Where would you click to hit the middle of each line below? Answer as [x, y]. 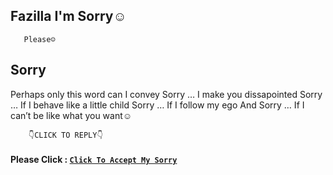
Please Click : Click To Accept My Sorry [94, 160]
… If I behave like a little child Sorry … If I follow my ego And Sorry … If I [157, 105]
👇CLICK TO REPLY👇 [65, 135]
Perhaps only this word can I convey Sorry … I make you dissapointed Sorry [166, 94]
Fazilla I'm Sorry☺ [68, 16]
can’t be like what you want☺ [71, 115]
